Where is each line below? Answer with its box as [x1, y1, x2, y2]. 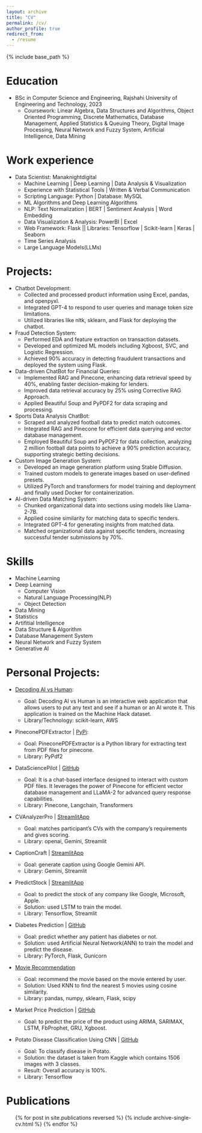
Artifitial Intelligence [14, 619, 65, 626]
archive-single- [153, 1114, 191, 1121]
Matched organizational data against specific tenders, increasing [23, 527, 185, 534]
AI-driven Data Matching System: [14, 495, 97, 502]
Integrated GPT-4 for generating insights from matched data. [23, 521, 175, 528]
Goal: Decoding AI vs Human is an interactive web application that [23, 697, 188, 704]
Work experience [6, 154, 94, 167]
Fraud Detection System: [14, 329, 77, 337]
